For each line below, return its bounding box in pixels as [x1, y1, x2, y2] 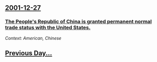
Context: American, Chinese [5, 35, 62, 41]
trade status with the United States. [5, 24, 91, 31]
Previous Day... [5, 49, 52, 57]
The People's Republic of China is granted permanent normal [5, 18, 152, 25]
